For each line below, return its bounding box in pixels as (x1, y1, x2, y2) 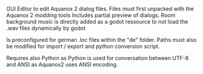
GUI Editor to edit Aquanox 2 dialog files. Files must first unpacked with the (6, 5, 194, 12)
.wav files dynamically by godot (6, 24, 86, 32)
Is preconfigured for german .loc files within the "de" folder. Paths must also (6, 36, 197, 43)
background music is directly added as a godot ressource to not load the (6, 18, 188, 25)
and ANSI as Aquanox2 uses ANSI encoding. (6, 61, 119, 68)
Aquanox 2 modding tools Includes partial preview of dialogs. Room (6, 12, 176, 19)
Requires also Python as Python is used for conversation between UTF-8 (6, 55, 189, 61)
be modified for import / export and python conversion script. (6, 42, 160, 50)
